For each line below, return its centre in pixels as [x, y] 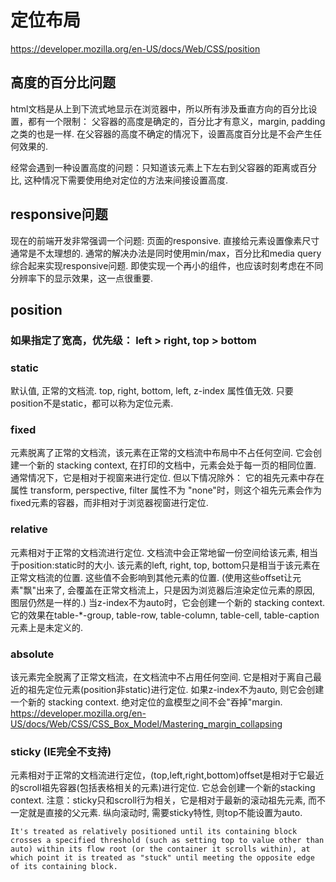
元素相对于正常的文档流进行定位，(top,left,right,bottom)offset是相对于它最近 [167, 775]
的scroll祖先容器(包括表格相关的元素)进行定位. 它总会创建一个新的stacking [163, 788]
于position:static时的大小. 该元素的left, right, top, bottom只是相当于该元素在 [165, 565]
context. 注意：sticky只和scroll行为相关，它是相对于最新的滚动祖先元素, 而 [163, 800]
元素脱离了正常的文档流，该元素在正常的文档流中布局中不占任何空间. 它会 [161, 453]
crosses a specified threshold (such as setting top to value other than [167, 841]
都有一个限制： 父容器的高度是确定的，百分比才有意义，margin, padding [176, 121]
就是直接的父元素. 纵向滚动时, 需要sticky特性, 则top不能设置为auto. [165, 813]
